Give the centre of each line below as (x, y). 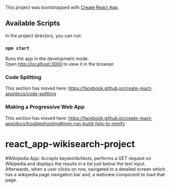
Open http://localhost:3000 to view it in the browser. (60, 64)
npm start (17, 48)
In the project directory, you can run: (44, 36)
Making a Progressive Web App (45, 107)
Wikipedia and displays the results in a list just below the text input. (76, 164)
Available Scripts (33, 23)
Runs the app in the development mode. (47, 59)
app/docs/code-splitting (31, 94)
